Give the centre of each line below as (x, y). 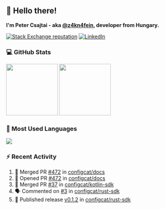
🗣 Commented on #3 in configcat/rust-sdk (67, 191)
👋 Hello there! (32, 11)
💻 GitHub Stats (29, 52)
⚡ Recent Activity (32, 157)
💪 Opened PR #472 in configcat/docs (60, 178)
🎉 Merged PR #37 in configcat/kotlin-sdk (64, 184)
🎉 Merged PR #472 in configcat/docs (60, 172)
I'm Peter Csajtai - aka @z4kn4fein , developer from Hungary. (83, 25)
